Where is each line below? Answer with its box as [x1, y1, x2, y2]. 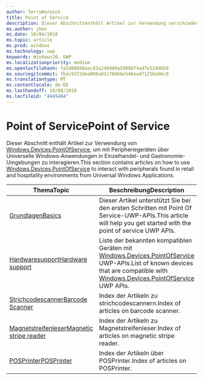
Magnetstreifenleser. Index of [98, 324, 181, 332]
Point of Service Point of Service [6, 119, 170, 133]
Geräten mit [98, 243, 133, 252]
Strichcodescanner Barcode [9, 295, 88, 303]
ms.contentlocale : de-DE [6, 82, 69, 88]
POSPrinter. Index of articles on [98, 356, 187, 365]
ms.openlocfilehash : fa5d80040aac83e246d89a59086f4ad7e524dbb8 [6, 65, 169, 71]
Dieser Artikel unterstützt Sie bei [98, 196, 191, 205]
